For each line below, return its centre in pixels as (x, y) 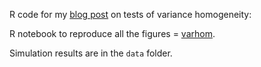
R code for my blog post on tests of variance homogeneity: (130, 14)
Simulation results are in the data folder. (91, 53)
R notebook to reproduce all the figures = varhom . (112, 33)
